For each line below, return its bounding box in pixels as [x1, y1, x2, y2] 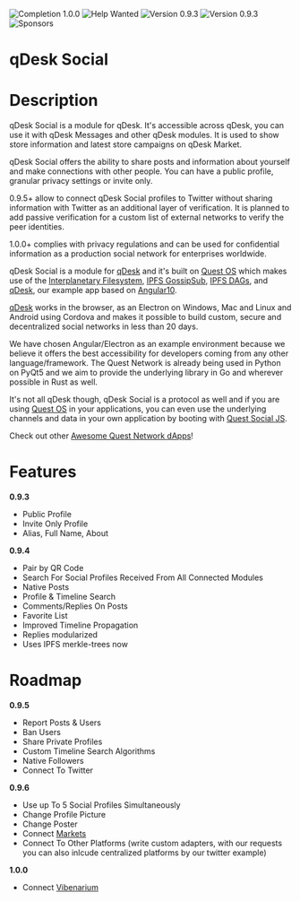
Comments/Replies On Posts [21, 601, 128, 611]
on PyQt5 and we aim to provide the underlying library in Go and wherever [9, 368, 284, 378]
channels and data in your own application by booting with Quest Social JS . [9, 413, 288, 424]
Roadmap [9, 671, 82, 690]
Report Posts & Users [21, 717, 101, 728]
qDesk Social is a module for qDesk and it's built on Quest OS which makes [9, 265, 287, 277]
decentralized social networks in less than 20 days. [9, 321, 199, 332]
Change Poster [21, 819, 78, 829]
